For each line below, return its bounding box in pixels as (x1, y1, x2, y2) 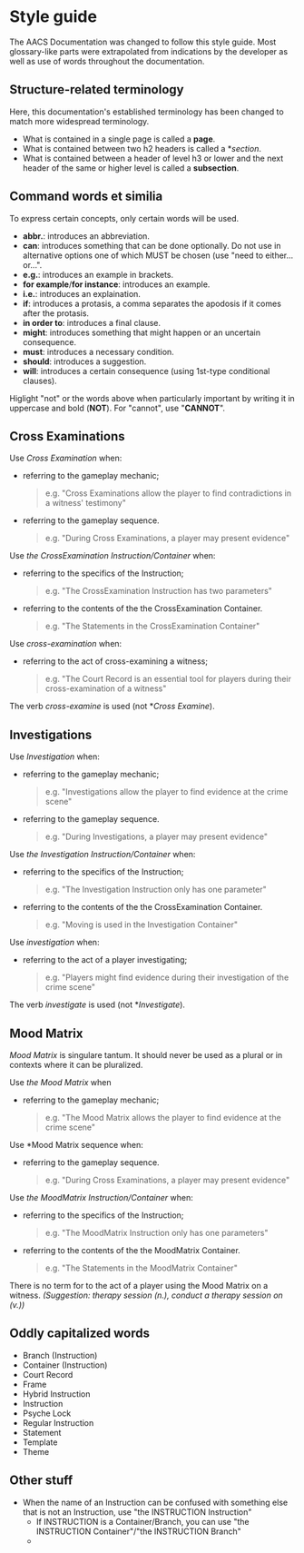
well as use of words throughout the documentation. (9, 55, 205, 66)
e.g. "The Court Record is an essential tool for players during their (44, 674, 292, 685)
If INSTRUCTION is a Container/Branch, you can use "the (35, 1516, 250, 1527)
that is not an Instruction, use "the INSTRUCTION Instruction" (22, 1506, 252, 1518)
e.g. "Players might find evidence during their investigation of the (44, 972, 289, 983)
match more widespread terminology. (9, 115, 150, 126)
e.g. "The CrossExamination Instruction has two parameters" (44, 586, 272, 597)
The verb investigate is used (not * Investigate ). (9, 999, 186, 1010)
